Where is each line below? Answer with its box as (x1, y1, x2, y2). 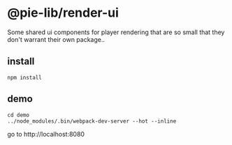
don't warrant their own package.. (7, 35, 106, 43)
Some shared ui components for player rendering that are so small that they (7, 28, 225, 36)
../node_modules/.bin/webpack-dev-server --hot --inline (7, 117, 177, 125)
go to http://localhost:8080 (7, 130, 85, 138)
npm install (7, 74, 42, 81)
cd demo (7, 112, 30, 119)
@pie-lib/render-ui (7, 5, 119, 21)
